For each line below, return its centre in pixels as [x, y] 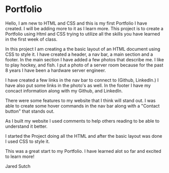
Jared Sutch [18, 166]
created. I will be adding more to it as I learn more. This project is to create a [84, 28]
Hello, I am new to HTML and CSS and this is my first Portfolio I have [76, 23]
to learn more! [20, 156]
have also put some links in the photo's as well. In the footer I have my [78, 85]
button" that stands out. [30, 111]
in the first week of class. [32, 39]
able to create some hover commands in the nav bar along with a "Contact [82, 106]
